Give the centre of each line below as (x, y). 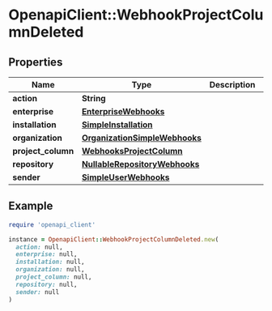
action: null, (39, 247)
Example (31, 206)
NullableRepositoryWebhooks (140, 164)
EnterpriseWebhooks (123, 111)
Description (232, 85)
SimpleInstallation (117, 125)
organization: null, (50, 270)
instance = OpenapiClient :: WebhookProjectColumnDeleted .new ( (114, 239)
